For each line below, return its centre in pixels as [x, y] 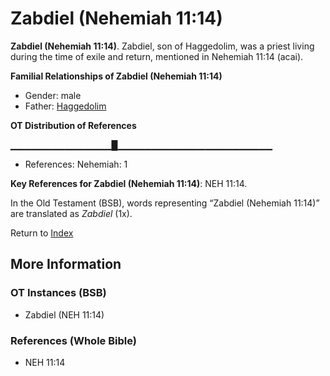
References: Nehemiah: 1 [76, 164]
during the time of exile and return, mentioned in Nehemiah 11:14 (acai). [157, 56]
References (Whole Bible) [73, 340]
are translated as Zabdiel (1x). [71, 213]
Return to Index [42, 233]
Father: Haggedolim [65, 106]
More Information [66, 264]
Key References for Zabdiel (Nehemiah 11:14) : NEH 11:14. [129, 183]
